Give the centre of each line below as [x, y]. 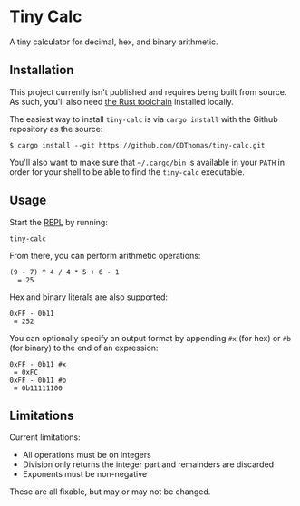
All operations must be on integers [87, 455]
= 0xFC [26, 372]
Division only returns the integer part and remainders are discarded [148, 464]
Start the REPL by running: [59, 222]
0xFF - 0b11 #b [38, 380]
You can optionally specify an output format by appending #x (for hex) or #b [150, 338]
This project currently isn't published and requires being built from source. [148, 91]
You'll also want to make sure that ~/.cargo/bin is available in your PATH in [147, 162]
